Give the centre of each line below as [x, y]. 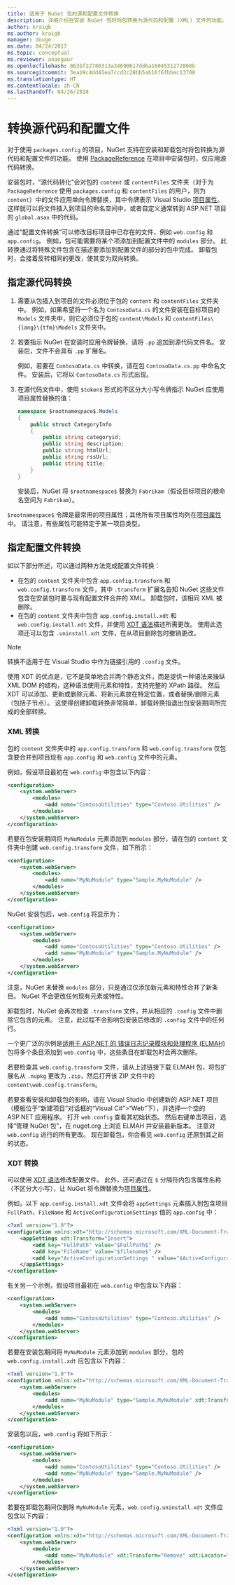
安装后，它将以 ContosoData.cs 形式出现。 [92, 374]
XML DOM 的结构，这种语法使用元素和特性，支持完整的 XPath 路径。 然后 [114, 685]
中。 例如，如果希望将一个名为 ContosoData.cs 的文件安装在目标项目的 [119, 309]
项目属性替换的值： [45, 398]
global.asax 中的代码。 [49, 217]
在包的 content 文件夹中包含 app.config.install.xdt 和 [97, 616]
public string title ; [74, 464]
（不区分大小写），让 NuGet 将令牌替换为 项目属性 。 [81, 1189]
